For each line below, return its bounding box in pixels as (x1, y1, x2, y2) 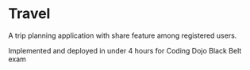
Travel (8, 5, 51, 23)
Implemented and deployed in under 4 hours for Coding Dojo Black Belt (8, 46, 242, 55)
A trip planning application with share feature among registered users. (8, 31, 237, 40)
